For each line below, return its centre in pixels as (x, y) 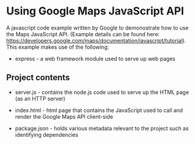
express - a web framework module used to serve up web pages (95, 58)
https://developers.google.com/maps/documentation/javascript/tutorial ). (96, 40)
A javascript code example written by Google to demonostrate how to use (97, 28)
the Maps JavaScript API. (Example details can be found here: (83, 34)
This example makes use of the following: (58, 47)
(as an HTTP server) (40, 98)
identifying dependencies (47, 134)
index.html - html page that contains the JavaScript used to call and (99, 110)
